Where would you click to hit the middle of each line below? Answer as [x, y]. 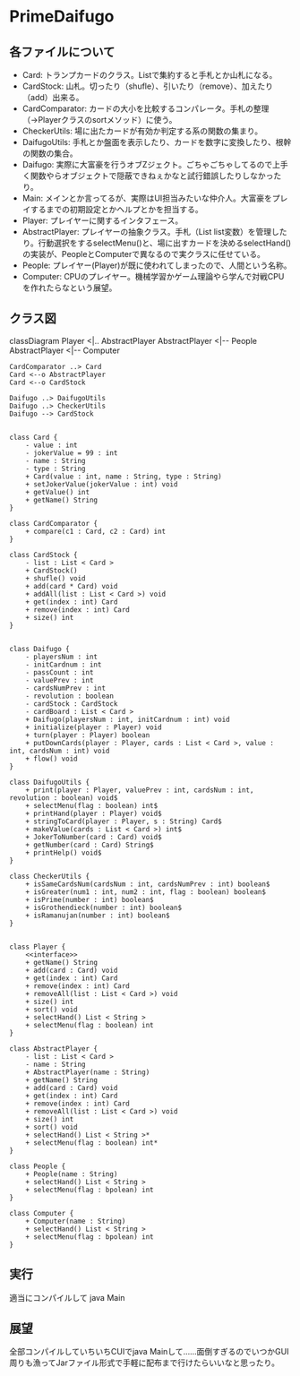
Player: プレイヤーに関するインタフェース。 [103, 220]
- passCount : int [60, 672]
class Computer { [42, 1213]
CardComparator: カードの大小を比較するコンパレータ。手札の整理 [146, 108]
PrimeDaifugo [62, 17]
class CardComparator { [54, 523]
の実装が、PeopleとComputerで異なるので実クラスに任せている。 [144, 254]
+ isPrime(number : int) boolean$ [90, 899]
